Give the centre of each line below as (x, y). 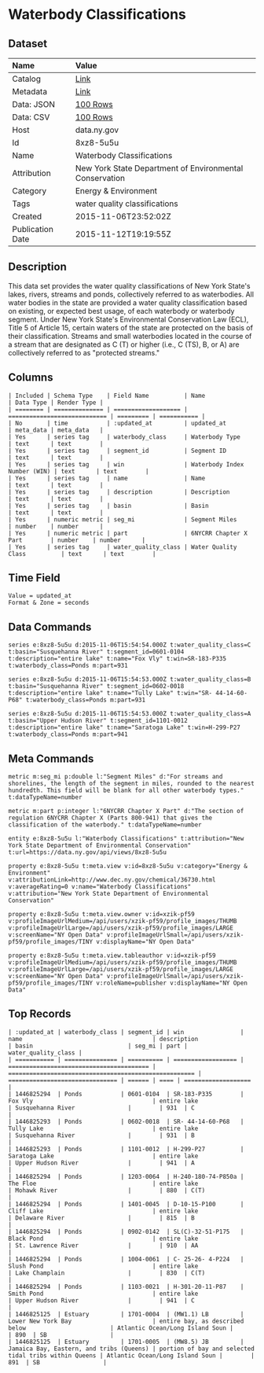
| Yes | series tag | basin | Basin (109, 506)
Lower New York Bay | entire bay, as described (126, 1321)
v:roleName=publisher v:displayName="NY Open (171, 983)
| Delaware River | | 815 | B (101, 1218)
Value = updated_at (40, 596)
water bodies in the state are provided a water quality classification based (128, 302)
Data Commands (50, 627)
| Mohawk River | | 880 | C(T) (107, 1190)
